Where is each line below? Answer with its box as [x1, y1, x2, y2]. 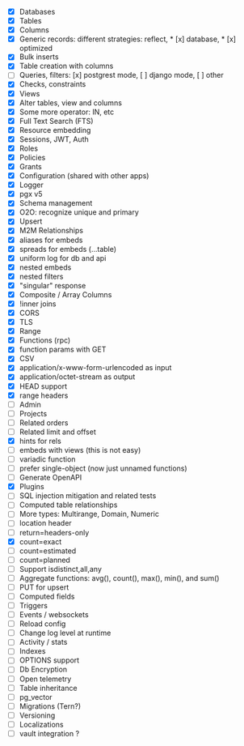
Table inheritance [19, 683, 78, 693]
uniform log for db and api [19, 253, 107, 262]
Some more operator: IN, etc [19, 107, 115, 117]
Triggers [19, 601, 48, 610]
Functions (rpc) [19, 335, 71, 345]
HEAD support [19, 381, 68, 391]
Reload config [19, 619, 66, 629]
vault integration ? [19, 728, 80, 738]
